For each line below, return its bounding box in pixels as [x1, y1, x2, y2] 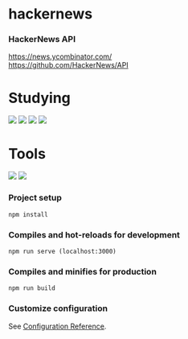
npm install [8, 210, 48, 218]
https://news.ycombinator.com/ [8, 52, 112, 61]
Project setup [8, 192, 62, 204]
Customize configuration [8, 303, 108, 314]
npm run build [8, 284, 56, 292]
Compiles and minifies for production [8, 266, 157, 277]
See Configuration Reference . [8, 321, 107, 331]
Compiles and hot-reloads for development [8, 229, 181, 240]
